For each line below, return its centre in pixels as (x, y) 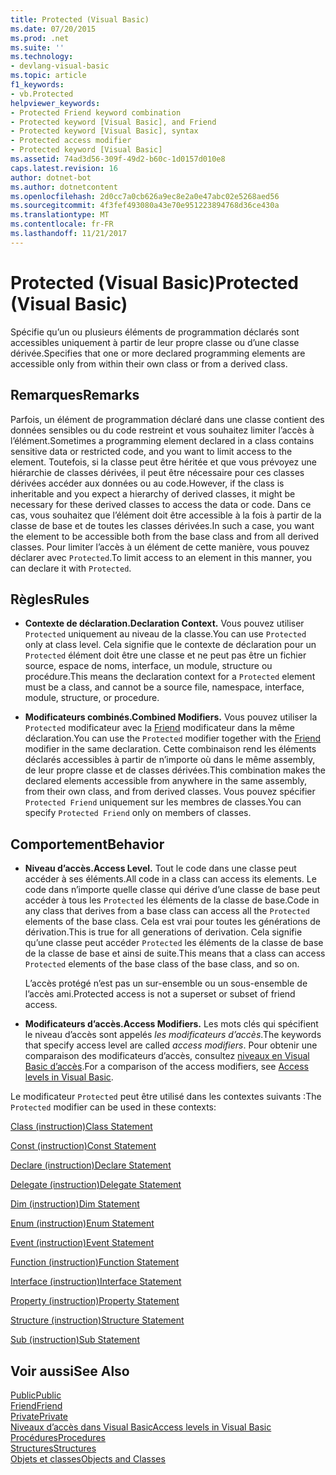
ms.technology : (42, 57)
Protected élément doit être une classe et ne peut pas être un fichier (165, 655)
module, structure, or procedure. (92, 698)
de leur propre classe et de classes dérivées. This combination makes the (175, 770)
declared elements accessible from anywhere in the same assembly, (166, 781)
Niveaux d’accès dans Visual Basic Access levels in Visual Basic (141, 1427)
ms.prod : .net (40, 38)
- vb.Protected (42, 94)
